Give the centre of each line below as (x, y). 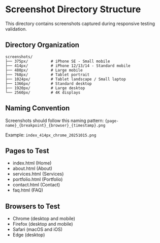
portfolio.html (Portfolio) (38, 179)
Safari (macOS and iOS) (37, 229)
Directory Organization (42, 45)
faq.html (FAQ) (28, 190)
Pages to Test (27, 151)
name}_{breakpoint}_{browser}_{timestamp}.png (55, 125)
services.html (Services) (38, 174)
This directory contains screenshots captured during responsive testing (80, 23)
